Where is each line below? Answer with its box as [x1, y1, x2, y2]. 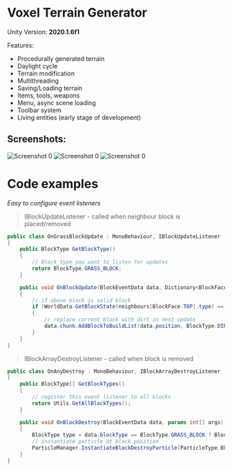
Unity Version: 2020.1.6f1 [7, 28, 80, 36]
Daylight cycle [17, 62, 58, 70]
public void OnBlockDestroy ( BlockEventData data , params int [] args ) [19, 418, 224, 426]
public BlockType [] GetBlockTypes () [19, 380, 126, 388]
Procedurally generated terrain [17, 54, 105, 63]
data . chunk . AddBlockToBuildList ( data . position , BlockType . [43, 323, 217, 330]
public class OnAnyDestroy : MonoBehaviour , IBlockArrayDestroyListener [7, 368, 221, 375]
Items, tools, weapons [17, 91, 80, 100]
